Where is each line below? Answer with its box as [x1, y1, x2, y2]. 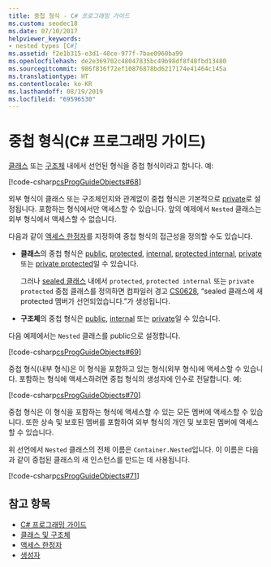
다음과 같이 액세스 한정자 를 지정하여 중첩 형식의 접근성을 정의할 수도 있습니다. [8, 232, 253, 241]
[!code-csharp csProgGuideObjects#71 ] [8, 471, 140, 481]
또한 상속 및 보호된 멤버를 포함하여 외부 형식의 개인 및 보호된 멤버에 [25, 418, 238, 427]
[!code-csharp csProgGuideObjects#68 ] [8, 177, 142, 187]
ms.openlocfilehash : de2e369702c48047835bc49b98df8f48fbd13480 [8, 58, 227, 66]
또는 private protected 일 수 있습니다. [19, 259, 140, 269]
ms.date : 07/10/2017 [8, 27, 79, 35]
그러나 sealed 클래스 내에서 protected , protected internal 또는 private [19, 276, 255, 286]
